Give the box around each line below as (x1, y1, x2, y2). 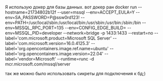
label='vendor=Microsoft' (5, 56, 56, 61)
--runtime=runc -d (57, 56, 94, 61)
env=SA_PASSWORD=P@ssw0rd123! (5, 15, 80, 20)
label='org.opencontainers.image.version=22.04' (5, 51, 104, 57)
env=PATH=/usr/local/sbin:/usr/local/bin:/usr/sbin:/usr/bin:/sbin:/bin (5, 20, 141, 25)
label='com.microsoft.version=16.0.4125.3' (5, 40, 90, 46)
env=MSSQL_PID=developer (5, 30, 62, 36)
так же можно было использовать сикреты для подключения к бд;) (5, 71, 146, 76)
